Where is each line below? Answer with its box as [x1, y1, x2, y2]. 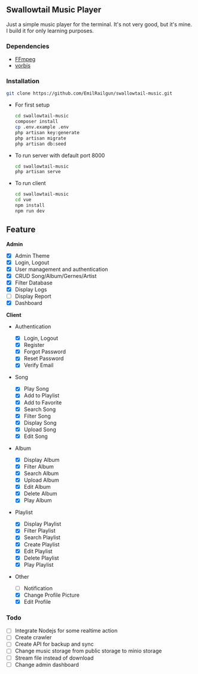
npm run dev [14, 208, 45, 214]
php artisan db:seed [14, 141, 66, 147]
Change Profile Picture [23, 591, 80, 599]
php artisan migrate [14, 135, 66, 141]
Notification [23, 584, 53, 592]
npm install [14, 202, 45, 208]
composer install [14, 119, 59, 125]
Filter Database [14, 279, 53, 286]
